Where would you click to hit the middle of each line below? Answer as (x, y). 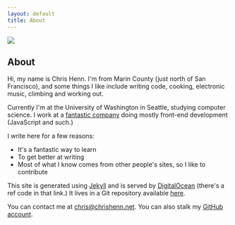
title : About (26, 20)
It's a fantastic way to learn (57, 150)
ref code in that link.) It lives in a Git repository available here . (96, 193)
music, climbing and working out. (55, 94)
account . (20, 214)
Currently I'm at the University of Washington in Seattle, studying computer (116, 108)
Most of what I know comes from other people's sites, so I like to (112, 165)
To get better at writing (51, 157)
